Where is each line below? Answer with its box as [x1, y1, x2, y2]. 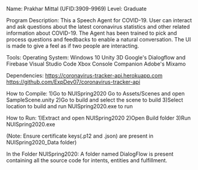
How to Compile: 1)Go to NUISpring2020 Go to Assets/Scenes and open [6, 90, 185, 97]
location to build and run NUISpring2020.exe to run [6, 103, 133, 110]
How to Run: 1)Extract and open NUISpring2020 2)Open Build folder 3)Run [6, 114, 191, 121]
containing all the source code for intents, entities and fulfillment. [6, 157, 167, 164]
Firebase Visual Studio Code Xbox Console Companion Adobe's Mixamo [6, 60, 186, 67]
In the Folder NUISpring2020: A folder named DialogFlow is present [6, 150, 173, 157]
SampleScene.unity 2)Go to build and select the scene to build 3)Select [6, 96, 184, 103]
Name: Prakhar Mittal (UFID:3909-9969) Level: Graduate [6, 5, 147, 12]
